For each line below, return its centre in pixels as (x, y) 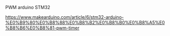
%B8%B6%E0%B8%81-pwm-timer (42, 28)
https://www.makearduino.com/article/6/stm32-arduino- (64, 17)
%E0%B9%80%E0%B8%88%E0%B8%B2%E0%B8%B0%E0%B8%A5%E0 (85, 23)
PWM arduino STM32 (28, 7)
